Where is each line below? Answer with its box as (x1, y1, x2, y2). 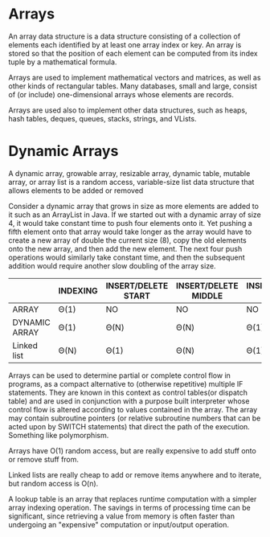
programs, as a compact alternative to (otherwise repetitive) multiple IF (8, 379, 243, 388)
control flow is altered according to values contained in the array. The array (8, 404, 258, 414)
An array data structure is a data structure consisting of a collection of (8, 31, 241, 41)
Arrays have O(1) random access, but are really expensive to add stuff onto (8, 445, 257, 455)
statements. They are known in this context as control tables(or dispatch (8, 387, 247, 397)
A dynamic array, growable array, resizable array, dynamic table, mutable (8, 168, 251, 178)
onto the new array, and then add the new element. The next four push (8, 244, 243, 253)
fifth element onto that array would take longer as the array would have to (8, 227, 252, 236)
